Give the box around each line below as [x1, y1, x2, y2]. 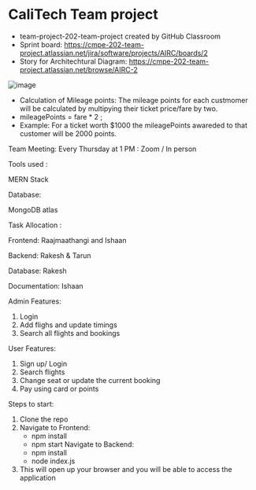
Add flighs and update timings [19, 320, 118, 330]
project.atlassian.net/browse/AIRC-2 [19, 64, 138, 74]
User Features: [8, 344, 57, 353]
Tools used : [8, 159, 48, 168]
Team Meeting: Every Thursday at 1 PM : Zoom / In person [8, 144, 197, 153]
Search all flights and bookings [19, 328, 121, 337]
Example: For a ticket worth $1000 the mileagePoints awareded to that [19, 120, 248, 130]
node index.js [31, 456, 76, 466]
